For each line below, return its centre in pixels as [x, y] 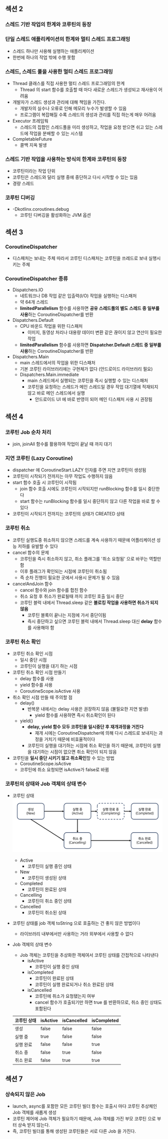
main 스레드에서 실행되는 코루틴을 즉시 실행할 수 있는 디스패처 [88, 381]
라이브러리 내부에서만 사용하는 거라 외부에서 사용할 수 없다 [77, 934]
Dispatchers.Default [33, 320]
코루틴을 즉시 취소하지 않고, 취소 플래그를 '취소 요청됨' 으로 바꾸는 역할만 [90, 558]
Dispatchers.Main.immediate [49, 375]
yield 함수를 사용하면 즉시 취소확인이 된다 [75, 715]
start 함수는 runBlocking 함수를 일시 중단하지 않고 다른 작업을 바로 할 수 [90, 501]
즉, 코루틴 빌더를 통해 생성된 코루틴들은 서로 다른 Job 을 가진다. [74, 1131]
